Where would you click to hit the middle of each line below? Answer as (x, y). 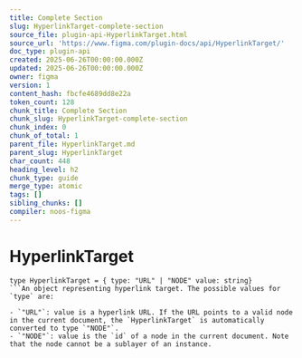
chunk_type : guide (44, 178)
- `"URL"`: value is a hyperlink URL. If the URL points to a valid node (151, 312)
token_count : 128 (42, 102)
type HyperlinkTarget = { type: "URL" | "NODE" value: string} (131, 281)
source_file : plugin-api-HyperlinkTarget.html (99, 34)
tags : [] (26, 195)
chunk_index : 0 (38, 128)
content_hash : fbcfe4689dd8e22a (70, 93)
